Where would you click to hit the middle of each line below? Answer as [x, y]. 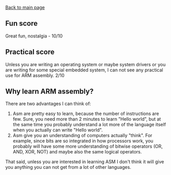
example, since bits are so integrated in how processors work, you [83, 141]
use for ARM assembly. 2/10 [35, 75]
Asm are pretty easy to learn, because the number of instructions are [86, 114]
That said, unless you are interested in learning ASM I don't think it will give [85, 162]
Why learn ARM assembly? [50, 92]
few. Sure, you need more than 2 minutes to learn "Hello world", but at [87, 119]
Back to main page [25, 7]
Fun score [22, 23]
